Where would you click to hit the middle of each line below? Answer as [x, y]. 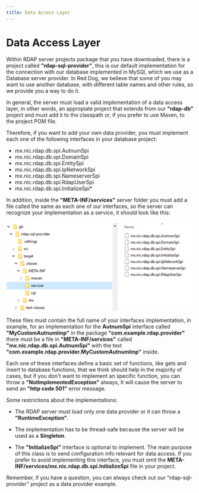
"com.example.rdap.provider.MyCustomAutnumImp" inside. [83, 352]
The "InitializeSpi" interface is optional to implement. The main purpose [103, 447]
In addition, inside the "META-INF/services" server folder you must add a [97, 200]
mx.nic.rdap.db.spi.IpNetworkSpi [55, 169]
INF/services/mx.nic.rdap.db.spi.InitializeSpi [72, 466]
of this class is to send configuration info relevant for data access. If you [103, 453]
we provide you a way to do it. [43, 91]
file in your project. [153, 466]
